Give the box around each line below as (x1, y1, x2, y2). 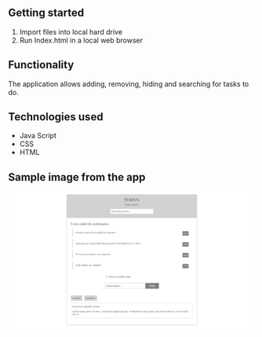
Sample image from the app (8, 170, 146, 184)
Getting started (8, 6, 85, 20)
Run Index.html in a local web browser (19, 35, 144, 45)
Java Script (19, 131, 56, 141)
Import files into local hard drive (19, 27, 123, 36)
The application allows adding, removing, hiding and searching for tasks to (8, 79, 249, 89)
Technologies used (8, 110, 104, 124)
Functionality (8, 58, 75, 71)
